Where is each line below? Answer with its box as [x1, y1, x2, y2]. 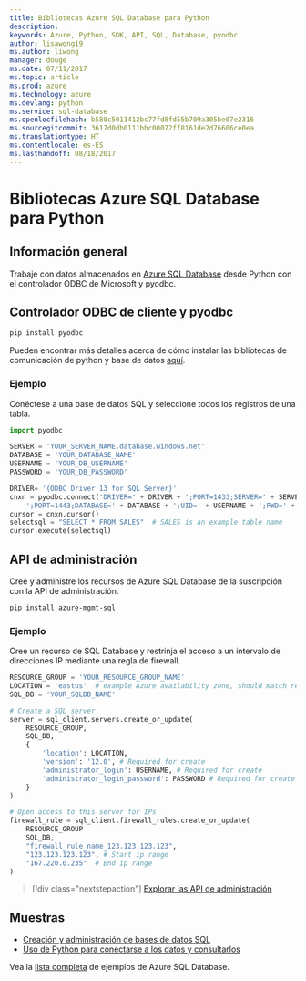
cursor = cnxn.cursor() [9, 509, 100, 518]
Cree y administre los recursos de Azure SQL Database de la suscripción [9, 576, 283, 587]
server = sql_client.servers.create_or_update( [9, 715, 194, 724]
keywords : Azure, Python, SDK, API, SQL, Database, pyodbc [9, 30, 239, 39]
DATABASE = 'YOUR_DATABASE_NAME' [9, 451, 137, 460]
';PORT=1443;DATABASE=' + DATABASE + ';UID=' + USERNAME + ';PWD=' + [25, 501, 296, 510]
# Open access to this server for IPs [9, 808, 157, 817]
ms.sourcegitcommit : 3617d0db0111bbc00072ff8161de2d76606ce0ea [9, 124, 255, 133]
